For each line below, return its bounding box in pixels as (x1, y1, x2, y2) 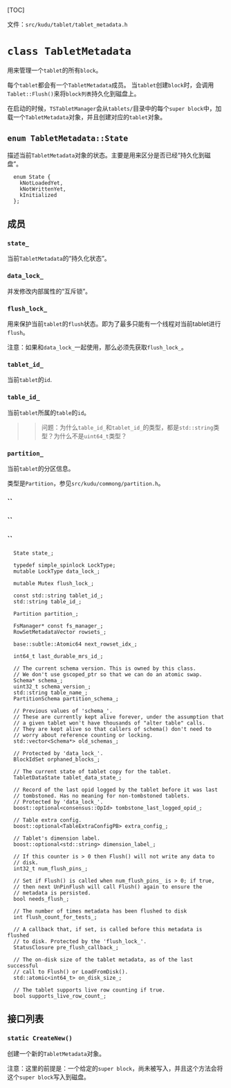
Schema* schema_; (13, 677, 64, 684)
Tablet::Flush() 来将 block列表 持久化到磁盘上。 (7, 89, 140, 98)
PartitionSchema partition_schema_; (13, 696, 119, 702)
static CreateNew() (7, 1035, 73, 1042)
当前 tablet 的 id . (7, 376, 53, 384)
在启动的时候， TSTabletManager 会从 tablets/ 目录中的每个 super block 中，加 (7, 104, 222, 112)
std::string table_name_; (13, 689, 89, 696)
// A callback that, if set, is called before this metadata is (13, 926, 203, 933)
